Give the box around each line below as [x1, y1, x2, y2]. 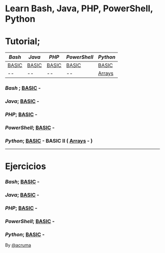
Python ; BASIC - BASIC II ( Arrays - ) [5, 137, 93, 144]
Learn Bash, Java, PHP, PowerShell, [5, 3, 153, 14]
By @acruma [5, 242, 31, 248]
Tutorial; [5, 36, 40, 47]
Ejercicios [5, 161, 46, 172]
